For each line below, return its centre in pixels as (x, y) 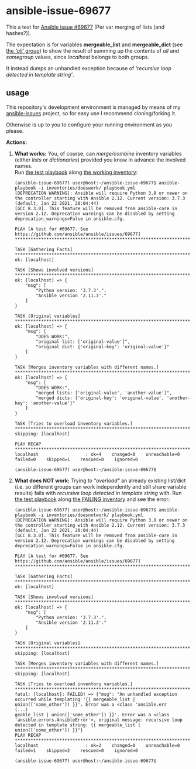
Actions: (17, 142)
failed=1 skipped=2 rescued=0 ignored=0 (76, 750)
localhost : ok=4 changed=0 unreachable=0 (97, 454)
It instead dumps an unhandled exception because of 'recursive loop (89, 68)
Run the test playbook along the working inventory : (76, 172)
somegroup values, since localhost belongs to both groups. (78, 57)
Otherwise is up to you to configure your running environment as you (89, 125)
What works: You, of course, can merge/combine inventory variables (98, 153)
